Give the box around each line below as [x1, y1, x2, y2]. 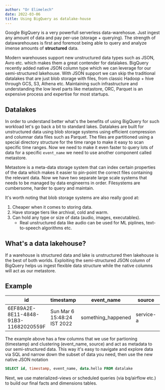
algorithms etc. [41, 225, 72, 231]
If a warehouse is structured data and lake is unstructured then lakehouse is [5, 252, 159, 258]
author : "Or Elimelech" [5, 7, 54, 12]
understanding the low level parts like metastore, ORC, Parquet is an [5, 86, 143, 92]
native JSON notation [5, 356, 48, 363]
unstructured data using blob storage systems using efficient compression [5, 129, 156, 135]
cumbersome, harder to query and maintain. [5, 185, 94, 191]
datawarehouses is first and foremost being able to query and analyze [5, 40, 147, 46]
